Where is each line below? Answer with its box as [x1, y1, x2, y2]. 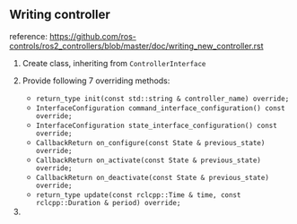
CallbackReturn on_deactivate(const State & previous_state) [35, 173, 269, 182]
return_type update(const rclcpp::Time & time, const [35, 190, 241, 200]
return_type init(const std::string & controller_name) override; [35, 94, 290, 103]
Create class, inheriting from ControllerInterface [22, 57, 206, 68]
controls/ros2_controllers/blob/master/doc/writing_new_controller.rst [9, 40, 264, 51]
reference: [9, 30, 48, 41]
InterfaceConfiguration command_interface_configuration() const [35, 103, 285, 113]
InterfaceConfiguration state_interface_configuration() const [35, 121, 278, 130]
